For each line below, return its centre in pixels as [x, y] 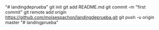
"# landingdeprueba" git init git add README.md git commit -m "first [76, 7]
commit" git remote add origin [36, 12]
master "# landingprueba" [32, 22]
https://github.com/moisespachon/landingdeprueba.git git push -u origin [80, 17]
